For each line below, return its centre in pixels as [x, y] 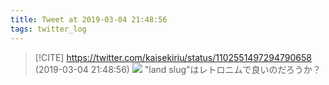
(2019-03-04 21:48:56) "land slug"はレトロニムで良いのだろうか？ [178, 69]
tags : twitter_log [48, 29]
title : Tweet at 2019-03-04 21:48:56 [89, 19]
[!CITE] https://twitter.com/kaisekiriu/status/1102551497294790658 [173, 57]
